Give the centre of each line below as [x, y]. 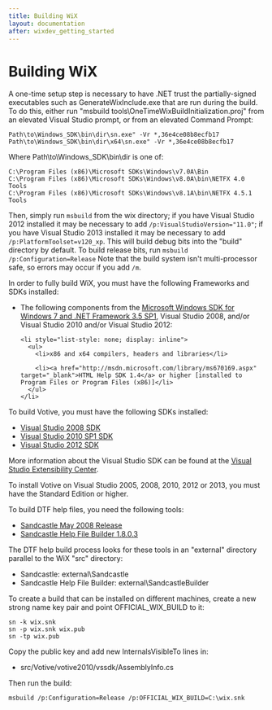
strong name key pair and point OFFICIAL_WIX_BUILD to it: [106, 607]
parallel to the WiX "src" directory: [66, 559]
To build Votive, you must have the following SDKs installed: [108, 412]
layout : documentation [47, 24]
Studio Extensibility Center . [54, 470]
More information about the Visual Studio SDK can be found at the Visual [130, 461]
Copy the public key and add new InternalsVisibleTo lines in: [108, 651]
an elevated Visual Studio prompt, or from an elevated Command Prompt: [131, 120]
